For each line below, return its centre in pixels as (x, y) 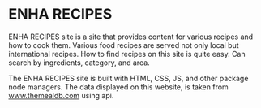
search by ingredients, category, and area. (79, 63)
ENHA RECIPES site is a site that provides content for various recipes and (131, 37)
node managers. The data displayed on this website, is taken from (118, 87)
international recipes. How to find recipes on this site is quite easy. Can (127, 54)
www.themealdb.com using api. (61, 95)
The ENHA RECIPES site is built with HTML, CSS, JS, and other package (128, 78)
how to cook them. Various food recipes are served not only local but (124, 45)
